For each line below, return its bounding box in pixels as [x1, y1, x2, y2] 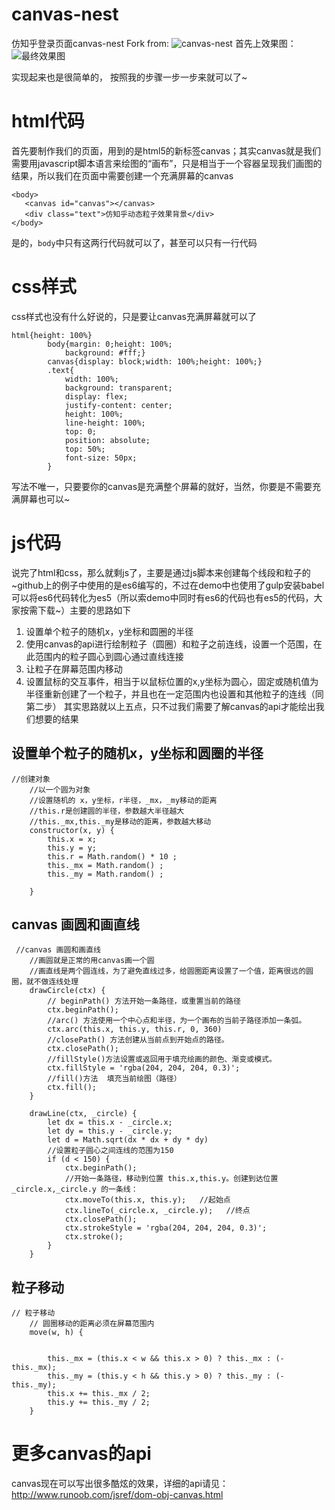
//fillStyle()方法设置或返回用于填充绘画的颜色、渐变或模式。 [47, 1054, 277, 1065]
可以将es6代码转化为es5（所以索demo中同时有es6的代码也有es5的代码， [11, 591, 314, 603]
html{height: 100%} [11, 330, 93, 340]
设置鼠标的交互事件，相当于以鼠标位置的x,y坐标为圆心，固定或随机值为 [25, 675, 319, 687]
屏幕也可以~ [19, 493, 71, 505]
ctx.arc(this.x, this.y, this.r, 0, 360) [47, 1024, 223, 1035]
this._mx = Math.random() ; [47, 860, 164, 870]
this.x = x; [47, 834, 98, 844]
